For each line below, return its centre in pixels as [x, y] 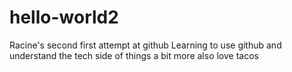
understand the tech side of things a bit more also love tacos [134, 55]
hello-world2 [64, 17]
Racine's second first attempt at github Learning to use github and [145, 45]
